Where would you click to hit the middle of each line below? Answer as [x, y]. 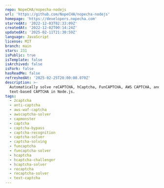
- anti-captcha [25, 105]
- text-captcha [25, 178]
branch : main [18, 46]
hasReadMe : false [23, 73]
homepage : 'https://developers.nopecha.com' [51, 19]
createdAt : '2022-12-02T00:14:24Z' [41, 28]
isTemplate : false [24, 60]
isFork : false [20, 69]
